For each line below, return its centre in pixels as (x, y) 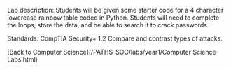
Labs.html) (23, 59)
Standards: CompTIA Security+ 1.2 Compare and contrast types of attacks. (115, 38)
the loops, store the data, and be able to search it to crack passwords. (108, 25)
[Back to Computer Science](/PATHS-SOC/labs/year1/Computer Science (112, 52)
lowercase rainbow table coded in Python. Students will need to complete (113, 17)
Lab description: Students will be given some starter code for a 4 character (115, 10)
